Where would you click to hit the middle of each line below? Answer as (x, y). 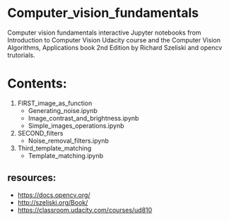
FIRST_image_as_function (55, 103)
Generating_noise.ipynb (63, 110)
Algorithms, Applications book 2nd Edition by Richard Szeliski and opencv (115, 47)
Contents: (37, 84)
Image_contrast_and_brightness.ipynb (83, 118)
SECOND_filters (40, 133)
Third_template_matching (54, 148)
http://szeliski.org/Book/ (53, 202)
